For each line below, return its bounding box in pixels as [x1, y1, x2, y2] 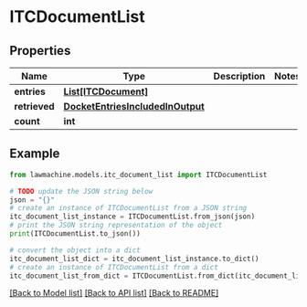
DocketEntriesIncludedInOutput [63, 101, 206, 112]
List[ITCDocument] [63, 85, 149, 98]
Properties [9, 43, 71, 58]
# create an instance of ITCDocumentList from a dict [9, 262, 219, 271]
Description [213, 70, 266, 82]
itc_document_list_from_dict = [9, 271, 129, 281]
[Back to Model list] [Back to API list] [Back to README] [9, 288, 219, 299]
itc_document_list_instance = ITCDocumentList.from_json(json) [9, 212, 256, 221]
